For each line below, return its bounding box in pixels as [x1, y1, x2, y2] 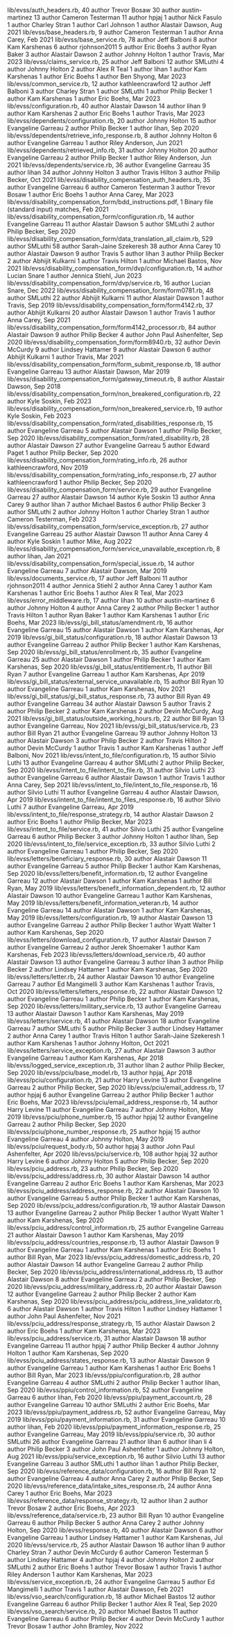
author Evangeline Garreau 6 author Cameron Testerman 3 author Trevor [7, 183, 215, 191]
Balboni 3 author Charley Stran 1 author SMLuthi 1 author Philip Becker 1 [7, 87, 213, 95]
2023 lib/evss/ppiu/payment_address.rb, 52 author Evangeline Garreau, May [7, 1408, 226, 1416]
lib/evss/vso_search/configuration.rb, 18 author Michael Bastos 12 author [7, 1593, 216, 1600]
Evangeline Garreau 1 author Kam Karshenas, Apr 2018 [7, 1054, 164, 1062]
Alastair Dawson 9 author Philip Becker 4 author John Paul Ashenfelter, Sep [7, 331, 223, 339]
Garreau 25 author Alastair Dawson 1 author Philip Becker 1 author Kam [7, 656, 210, 663]
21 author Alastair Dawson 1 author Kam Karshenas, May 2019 [7, 1231, 184, 1239]
